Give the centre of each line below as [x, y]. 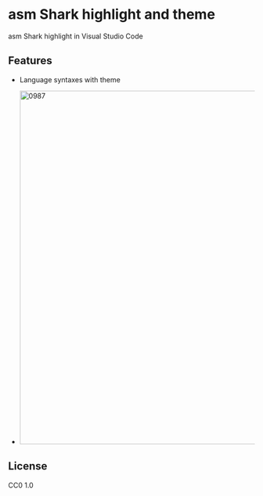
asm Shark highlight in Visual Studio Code [76, 36]
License [28, 467]
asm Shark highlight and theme [112, 14]
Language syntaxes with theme [70, 79]
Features [30, 61]
